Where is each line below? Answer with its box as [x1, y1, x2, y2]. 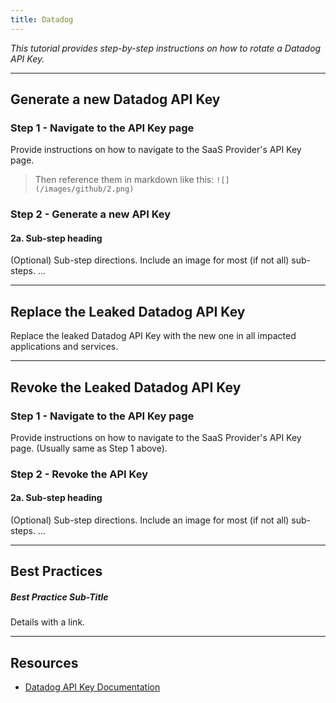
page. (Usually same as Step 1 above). [10, 442, 168, 454]
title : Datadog [10, 14, 74, 25]
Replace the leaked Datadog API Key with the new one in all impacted [10, 330, 297, 342]
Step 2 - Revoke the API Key [10, 467, 148, 481]
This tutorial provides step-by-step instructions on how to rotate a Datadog [10, 42, 322, 54]
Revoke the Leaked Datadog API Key [10, 379, 242, 396]
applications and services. [10, 341, 119, 353]
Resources [10, 654, 79, 671]
